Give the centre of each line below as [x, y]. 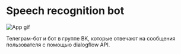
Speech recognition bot [65, 11]
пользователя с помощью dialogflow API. [58, 45]
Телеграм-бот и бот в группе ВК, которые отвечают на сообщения [91, 38]
